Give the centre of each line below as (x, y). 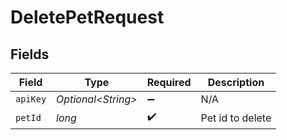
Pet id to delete (236, 118)
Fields (30, 54)
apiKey (31, 99)
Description (236, 82)
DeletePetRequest (87, 17)
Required (169, 82)
